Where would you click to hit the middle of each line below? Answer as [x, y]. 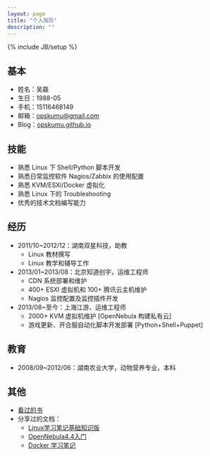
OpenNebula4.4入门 [57, 437]
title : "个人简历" [32, 20]
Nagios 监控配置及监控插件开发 [73, 298]
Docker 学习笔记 [52, 445]
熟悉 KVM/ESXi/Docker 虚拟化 [61, 185]
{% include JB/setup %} [42, 47]
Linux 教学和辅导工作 [58, 263]
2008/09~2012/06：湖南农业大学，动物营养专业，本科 [97, 367]
